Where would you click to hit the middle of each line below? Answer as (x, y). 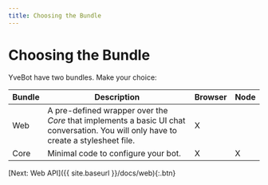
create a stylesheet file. (91, 140)
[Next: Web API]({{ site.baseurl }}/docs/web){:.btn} (92, 173)
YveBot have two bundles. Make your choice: (83, 77)
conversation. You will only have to (112, 130)
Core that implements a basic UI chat (116, 120)
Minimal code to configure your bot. (114, 153)
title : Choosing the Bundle (55, 16)
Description (117, 96)
